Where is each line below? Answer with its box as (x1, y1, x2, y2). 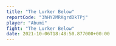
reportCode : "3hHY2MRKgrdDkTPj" (6, 14, 88, 20)
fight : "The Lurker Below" (6, 25, 75, 32)
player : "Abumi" (6, 20, 47, 26)
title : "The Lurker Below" (6, 8, 75, 15)
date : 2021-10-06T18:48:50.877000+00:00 (6, 31, 111, 37)
